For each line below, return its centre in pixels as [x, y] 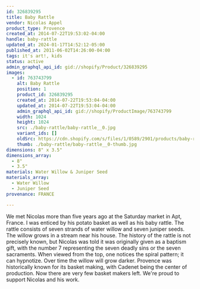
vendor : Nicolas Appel [34, 23]
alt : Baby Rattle [38, 84]
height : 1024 [33, 122]
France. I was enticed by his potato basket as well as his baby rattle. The [95, 222]
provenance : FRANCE [30, 194]
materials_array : [28, 178]
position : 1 [32, 89]
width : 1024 [32, 117]
